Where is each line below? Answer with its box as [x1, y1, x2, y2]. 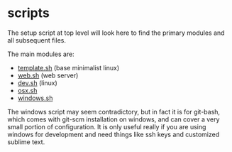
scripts [7, 5, 50, 21]
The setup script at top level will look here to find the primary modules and [7, 28, 225, 37]
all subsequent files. [7, 36, 66, 44]
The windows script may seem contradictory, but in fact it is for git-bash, [7, 107, 221, 116]
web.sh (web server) [17, 71, 79, 80]
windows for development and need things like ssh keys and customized [7, 130, 220, 139]
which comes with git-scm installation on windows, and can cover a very [7, 115, 220, 124]
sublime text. [7, 137, 45, 146]
